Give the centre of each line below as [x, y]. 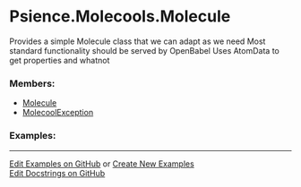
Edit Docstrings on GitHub [57, 173]
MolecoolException [58, 113]
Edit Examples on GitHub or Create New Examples [102, 164]
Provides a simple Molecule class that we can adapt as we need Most [138, 41]
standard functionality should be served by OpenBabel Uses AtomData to [144, 50]
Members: [32, 83]
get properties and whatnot [60, 60]
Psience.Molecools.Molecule [120, 17]
